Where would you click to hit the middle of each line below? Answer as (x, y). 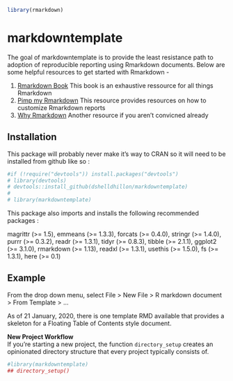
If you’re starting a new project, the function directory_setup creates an (110, 344)
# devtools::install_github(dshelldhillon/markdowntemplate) (98, 187)
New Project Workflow (40, 336)
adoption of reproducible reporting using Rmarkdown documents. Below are (116, 64)
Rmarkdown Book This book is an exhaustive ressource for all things (115, 85)
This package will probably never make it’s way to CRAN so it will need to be (116, 154)
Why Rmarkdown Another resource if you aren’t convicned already (113, 115)
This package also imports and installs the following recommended (103, 213)
